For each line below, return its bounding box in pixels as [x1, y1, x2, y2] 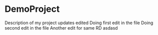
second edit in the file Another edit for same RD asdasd [4, 25, 118, 31]
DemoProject [4, 3, 60, 15]
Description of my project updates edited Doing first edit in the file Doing [4, 20, 154, 26]
